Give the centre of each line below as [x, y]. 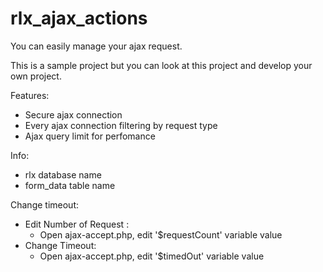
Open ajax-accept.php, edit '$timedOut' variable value [152, 256]
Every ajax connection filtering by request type [121, 125]
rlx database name [63, 174]
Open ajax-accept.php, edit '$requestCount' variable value [161, 234]
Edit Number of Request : [77, 224]
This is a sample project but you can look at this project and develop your [161, 65]
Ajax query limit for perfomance [90, 136]
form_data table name [70, 185]
